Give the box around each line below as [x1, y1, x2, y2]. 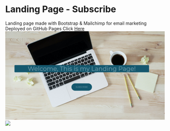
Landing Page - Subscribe [5, 4, 116, 15]
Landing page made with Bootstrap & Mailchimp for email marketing [5, 20, 147, 26]
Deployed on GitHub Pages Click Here [5, 25, 85, 31]
